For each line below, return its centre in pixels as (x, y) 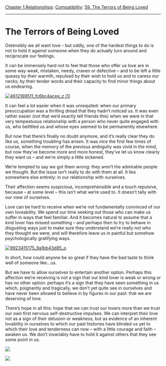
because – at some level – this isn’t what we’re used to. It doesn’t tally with (81, 192)
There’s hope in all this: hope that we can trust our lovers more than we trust (83, 308)
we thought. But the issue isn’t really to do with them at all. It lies (71, 172)
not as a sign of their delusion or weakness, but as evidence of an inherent (81, 319)
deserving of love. (23, 298)
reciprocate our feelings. (30, 56)
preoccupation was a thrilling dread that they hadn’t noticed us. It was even (82, 111)
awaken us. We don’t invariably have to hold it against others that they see (81, 334)
